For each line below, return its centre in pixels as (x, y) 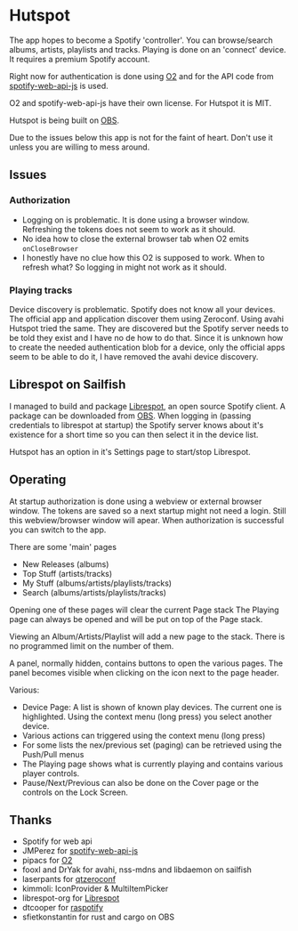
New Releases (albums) (65, 564)
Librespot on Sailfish (68, 385)
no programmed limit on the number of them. (92, 645)
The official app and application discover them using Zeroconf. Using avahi (147, 319)
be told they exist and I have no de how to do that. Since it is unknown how (146, 337)
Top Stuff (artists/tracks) (67, 573)
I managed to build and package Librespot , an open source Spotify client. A (148, 406)
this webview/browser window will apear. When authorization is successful (147, 520)
